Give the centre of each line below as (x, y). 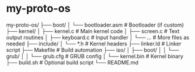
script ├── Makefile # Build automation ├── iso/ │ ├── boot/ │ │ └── (93, 50)
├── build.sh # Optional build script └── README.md (72, 62)
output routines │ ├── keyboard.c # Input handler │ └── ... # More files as (98, 37)
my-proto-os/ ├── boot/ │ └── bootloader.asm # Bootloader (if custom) (95, 25)
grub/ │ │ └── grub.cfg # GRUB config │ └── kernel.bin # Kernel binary (95, 56)
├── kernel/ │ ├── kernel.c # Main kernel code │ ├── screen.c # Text (93, 31)
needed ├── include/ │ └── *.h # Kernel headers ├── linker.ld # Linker (94, 44)
